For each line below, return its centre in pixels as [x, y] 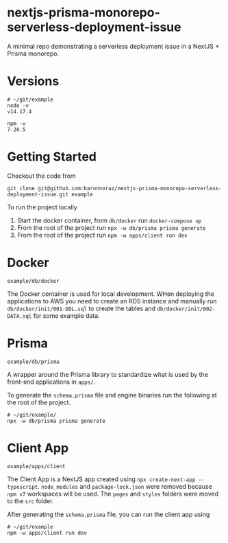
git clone [21, 188]
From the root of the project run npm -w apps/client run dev [102, 235]
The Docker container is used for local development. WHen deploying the [111, 294]
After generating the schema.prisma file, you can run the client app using [109, 514]
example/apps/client [37, 466]
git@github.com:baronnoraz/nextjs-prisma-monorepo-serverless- [130, 188]
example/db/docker [33, 281]
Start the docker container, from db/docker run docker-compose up [109, 220]
